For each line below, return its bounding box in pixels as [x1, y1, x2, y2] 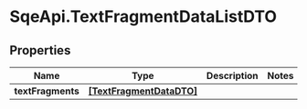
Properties [9, 43, 71, 58]
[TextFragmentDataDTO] [88, 84, 198, 97]
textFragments [14, 84, 79, 97]
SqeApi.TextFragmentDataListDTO [9, 6, 277, 27]
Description [206, 70, 259, 82]
